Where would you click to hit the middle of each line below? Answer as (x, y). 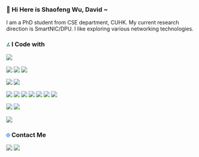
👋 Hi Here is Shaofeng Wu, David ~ (57, 10)
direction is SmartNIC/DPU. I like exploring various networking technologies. (100, 29)
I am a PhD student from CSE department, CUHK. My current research (93, 23)
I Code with (28, 44)
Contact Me (29, 135)
